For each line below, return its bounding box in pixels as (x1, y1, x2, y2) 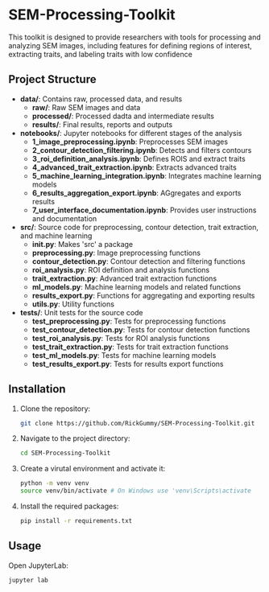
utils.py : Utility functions (31, 299, 115, 309)
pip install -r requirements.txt (19, 517, 133, 525)
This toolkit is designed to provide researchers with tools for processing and (8, 32, 262, 42)
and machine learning (19, 231, 93, 240)
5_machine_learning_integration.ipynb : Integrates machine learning (31, 171, 262, 180)
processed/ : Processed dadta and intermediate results (31, 111, 215, 121)
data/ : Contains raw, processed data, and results (19, 94, 183, 104)
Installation (8, 382, 66, 396)
